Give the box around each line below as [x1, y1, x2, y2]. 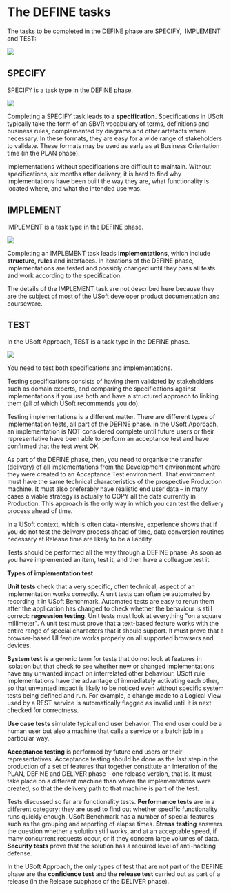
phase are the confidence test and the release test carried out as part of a [7, 870, 221, 878]
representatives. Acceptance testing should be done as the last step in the [7, 755, 219, 763]
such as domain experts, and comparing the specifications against [7, 384, 197, 393]
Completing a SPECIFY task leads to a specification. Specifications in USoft [7, 112, 224, 120]
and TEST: [7, 34, 37, 42]
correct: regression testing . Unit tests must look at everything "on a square [7, 612, 222, 620]
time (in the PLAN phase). [7, 149, 81, 157]
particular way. [7, 734, 50, 743]
